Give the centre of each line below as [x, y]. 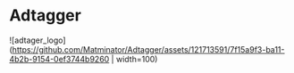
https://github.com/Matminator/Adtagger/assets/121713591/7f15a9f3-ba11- [148, 49]
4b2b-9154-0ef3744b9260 [59, 59]
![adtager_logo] [38, 40]
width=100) [137, 59]
